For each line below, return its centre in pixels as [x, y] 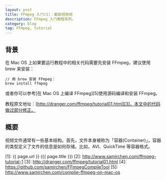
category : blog [21, 24]
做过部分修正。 [20, 110]
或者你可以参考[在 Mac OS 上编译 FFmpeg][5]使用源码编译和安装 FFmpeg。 [83, 93]
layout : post [19, 10]
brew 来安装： [20, 69]
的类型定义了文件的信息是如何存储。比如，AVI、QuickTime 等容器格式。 [79, 146]
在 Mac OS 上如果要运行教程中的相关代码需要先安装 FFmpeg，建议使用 [78, 62]
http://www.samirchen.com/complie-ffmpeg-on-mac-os [63, 172]
